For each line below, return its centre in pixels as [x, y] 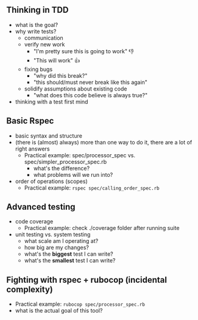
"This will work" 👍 [57, 60]
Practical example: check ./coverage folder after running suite [102, 228]
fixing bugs [38, 69]
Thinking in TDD [37, 10]
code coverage [34, 221]
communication [44, 38]
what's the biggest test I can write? [69, 254]
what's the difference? [62, 168]
